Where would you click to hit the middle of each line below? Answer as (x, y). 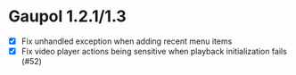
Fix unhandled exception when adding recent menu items (127, 41)
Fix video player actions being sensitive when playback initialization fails (154, 51)
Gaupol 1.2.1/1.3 (67, 17)
